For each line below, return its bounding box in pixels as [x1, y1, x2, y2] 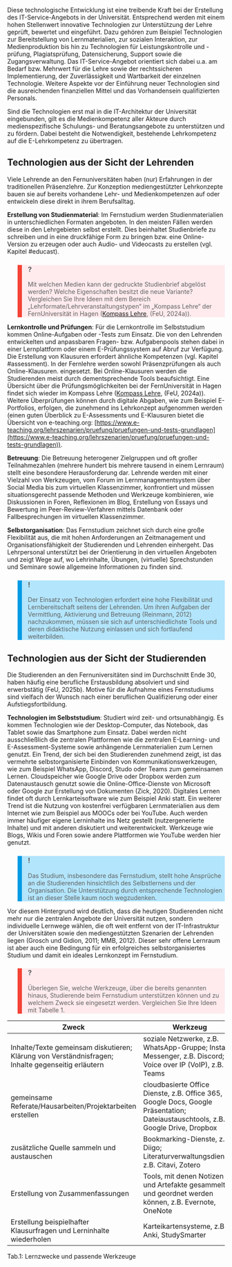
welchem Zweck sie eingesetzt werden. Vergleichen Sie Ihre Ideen [27, 998, 217, 1006]
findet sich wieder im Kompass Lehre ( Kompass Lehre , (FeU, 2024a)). [7, 389, 206, 397]
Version [7, 240, 29, 248]
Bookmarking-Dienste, [143, 1134, 217, 1143]
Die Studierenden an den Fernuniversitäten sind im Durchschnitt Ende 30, [7, 670, 216, 679]
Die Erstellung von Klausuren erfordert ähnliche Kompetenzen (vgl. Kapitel [7, 353, 219, 361]
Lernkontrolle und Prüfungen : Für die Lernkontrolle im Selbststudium [7, 323, 205, 331]
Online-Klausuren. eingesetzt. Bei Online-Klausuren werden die [7, 367, 188, 375]
